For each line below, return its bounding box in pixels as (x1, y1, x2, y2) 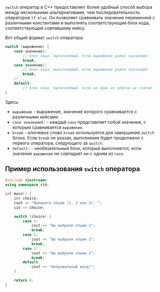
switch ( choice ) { (14, 214, 52, 219)
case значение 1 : (14, 49, 48, 54)
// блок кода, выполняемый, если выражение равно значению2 (23, 67, 148, 72)
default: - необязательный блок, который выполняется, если (12, 145, 141, 151)
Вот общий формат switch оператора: (5, 35, 84, 40)
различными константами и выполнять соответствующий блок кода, (5, 20, 150, 26)
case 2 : (23, 232, 38, 237)
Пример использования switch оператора (5, 165, 140, 173)
